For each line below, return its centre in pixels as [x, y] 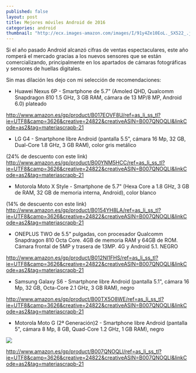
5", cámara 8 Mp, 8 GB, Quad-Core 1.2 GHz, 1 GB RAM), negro [89, 329]
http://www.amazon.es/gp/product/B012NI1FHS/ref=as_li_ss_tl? [82, 258]
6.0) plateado [30, 104]
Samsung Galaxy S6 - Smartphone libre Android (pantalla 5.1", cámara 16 [102, 282]
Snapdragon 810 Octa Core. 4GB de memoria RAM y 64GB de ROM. [96, 240]
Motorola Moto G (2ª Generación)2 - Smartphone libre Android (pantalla [101, 323]
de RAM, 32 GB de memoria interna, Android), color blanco [85, 193]
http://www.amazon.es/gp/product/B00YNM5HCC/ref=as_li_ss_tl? [85, 163]
